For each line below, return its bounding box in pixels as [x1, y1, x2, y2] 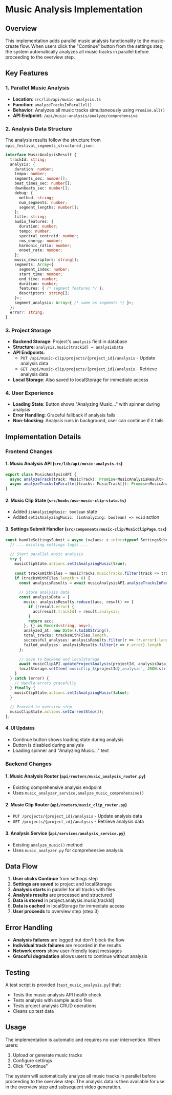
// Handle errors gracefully [14, 681, 77, 686]
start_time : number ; [18, 271, 63, 277]
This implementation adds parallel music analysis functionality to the [5, 37, 150, 44]
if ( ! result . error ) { [28, 604, 74, 609]
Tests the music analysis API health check [12, 992, 101, 998]
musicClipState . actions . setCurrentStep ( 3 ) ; [10, 709, 104, 714]
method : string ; [18, 195, 54, 200]
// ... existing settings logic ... [10, 542, 88, 547]
